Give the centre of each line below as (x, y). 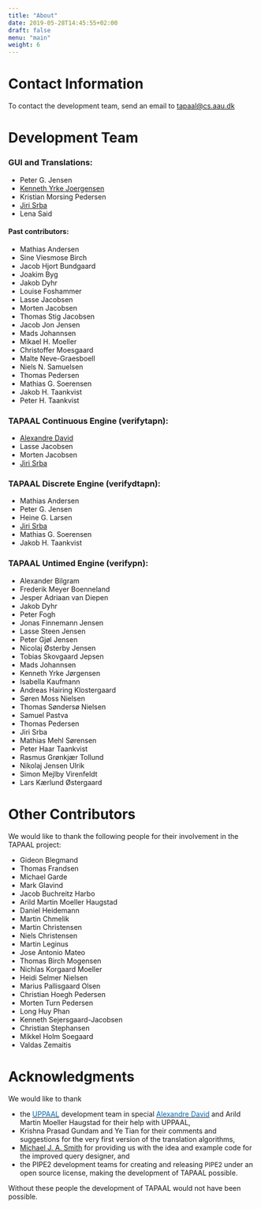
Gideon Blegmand (49, 860)
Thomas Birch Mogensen (60, 961)
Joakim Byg (39, 274)
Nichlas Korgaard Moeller (61, 969)
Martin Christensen (51, 927)
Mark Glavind (41, 885)
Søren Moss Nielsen (52, 698)
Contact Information (76, 84)
